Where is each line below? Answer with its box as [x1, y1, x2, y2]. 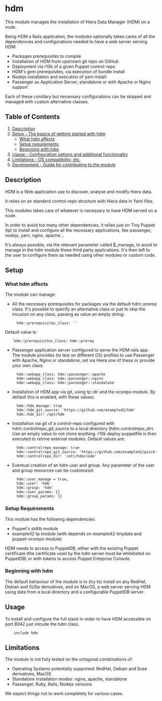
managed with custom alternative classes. [5, 98, 89, 104]
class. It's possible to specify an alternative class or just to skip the [12, 306, 146, 312]
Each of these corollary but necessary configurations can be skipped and [5, 93, 151, 99]
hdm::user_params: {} [16, 489, 60, 495]
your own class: [12, 362, 44, 369]
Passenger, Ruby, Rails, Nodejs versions [12, 681, 92, 687]
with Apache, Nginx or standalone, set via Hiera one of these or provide [12, 358, 155, 363]
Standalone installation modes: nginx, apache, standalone [12, 676, 127, 682]
